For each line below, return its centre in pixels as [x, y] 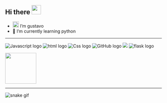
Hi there [18, 12]
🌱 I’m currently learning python [44, 31]
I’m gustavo [32, 26]
